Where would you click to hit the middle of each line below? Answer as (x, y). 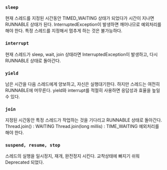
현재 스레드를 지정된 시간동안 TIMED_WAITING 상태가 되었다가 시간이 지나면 (80, 18)
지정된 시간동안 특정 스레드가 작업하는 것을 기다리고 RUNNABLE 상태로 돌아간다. (84, 120)
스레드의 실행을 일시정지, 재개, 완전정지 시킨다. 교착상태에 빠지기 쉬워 (72, 156)
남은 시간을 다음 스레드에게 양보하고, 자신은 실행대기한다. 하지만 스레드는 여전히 (82, 84)
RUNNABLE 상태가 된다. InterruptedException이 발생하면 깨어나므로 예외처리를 (83, 24)
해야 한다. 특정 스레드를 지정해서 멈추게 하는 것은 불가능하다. (64, 31)
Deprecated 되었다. (24, 162)
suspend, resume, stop (33, 145)
